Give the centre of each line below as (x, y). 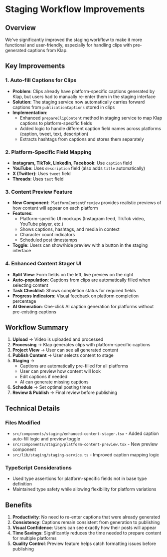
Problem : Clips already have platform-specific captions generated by (83, 91)
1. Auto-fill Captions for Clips (41, 80)
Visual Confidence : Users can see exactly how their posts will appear (84, 528)
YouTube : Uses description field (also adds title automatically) (79, 168)
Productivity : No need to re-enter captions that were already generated (86, 517)
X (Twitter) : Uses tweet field (41, 173)
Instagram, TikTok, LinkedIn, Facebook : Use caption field (72, 163)
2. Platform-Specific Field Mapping (48, 152)
